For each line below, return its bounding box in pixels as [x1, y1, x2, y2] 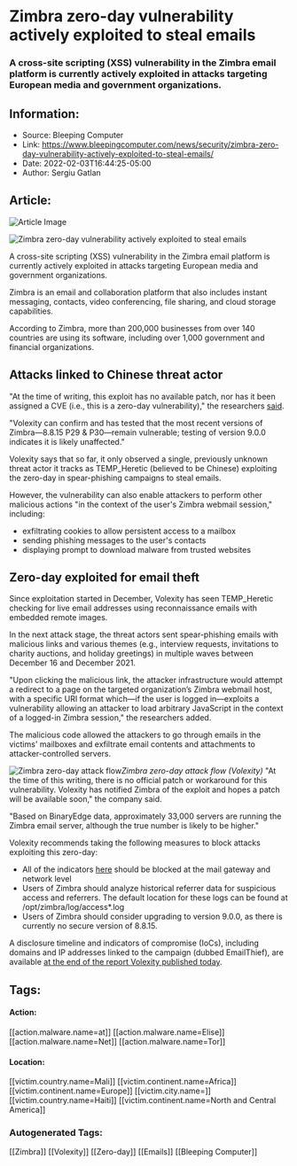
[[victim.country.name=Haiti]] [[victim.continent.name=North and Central [9, 1095, 277, 1106]
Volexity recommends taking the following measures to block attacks [9, 837, 262, 848]
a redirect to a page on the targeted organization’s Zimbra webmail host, [9, 684, 273, 695]
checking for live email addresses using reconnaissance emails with [9, 602, 257, 613]
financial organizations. [9, 341, 95, 352]
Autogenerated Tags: [9, 1127, 104, 1139]
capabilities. [9, 306, 53, 316]
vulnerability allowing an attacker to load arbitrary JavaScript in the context [9, 703, 284, 714]
